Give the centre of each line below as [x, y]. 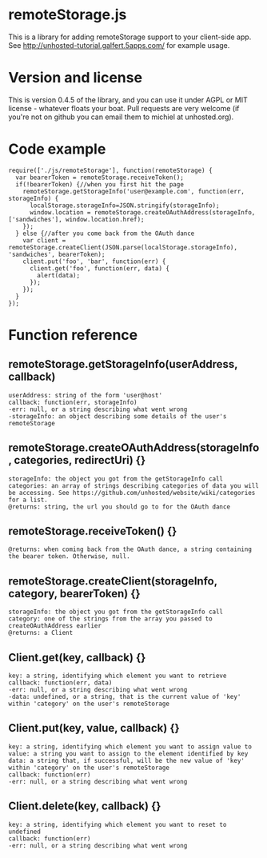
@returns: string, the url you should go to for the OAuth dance [119, 507]
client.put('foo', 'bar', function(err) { [94, 261]
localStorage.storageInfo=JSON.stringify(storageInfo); [124, 206]
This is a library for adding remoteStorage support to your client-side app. [130, 37]
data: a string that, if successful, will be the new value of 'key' [127, 760]
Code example [57, 149]
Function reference [73, 335]
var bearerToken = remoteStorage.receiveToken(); [100, 178]
